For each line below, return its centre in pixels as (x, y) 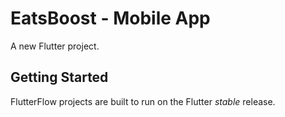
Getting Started (59, 77)
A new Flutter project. (55, 46)
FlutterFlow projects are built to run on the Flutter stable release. (143, 101)
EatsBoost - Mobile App (110, 18)
